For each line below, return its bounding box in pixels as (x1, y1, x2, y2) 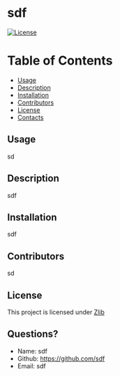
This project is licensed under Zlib (7, 307, 105, 316)
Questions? (7, 328, 59, 340)
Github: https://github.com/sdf (17, 354, 105, 363)
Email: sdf (17, 361, 47, 370)
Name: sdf (17, 347, 47, 355)
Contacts (17, 113, 44, 121)
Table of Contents (7, 53, 113, 69)
